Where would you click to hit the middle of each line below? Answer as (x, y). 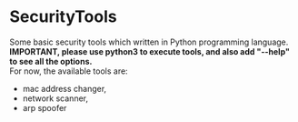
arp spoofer (45, 107)
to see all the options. (51, 61)
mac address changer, (65, 88)
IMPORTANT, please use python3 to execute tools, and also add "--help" (150, 51)
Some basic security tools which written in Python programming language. (149, 42)
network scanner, (55, 98)
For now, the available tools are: (69, 71)
